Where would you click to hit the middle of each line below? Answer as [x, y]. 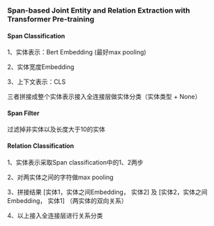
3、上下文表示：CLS [37, 82]
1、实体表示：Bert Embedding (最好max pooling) [77, 52]
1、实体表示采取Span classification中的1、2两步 [76, 162]
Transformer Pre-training [51, 19]
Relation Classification [41, 146]
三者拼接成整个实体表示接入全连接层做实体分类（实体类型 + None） [104, 97]
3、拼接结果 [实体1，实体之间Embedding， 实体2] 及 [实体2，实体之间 [107, 192]
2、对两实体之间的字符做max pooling [60, 177]
